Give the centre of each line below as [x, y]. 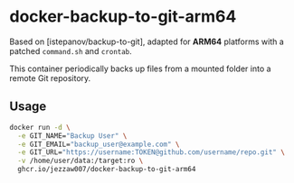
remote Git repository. [50, 78]
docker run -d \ [40, 127]
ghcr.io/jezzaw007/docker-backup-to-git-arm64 [107, 169]
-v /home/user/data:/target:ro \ [81, 161]
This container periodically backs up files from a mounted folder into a [140, 69]
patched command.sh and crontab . [71, 50]
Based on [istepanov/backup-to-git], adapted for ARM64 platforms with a [147, 41]
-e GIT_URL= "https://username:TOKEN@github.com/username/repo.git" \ [151, 152]
